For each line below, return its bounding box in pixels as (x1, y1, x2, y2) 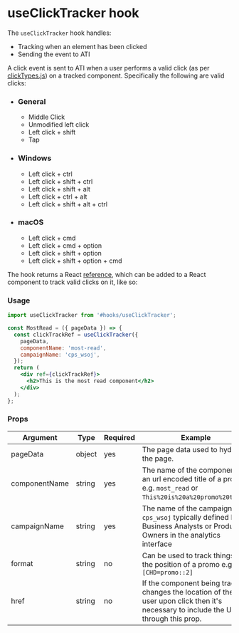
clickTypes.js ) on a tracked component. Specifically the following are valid (7, 71, 225, 80)
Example (181, 432, 211, 442)
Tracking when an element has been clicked (17, 42, 147, 51)
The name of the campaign (142, 503, 233, 513)
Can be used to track (142, 550, 212, 560)
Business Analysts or (142, 521, 212, 531)
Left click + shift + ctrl (28, 177, 93, 186)
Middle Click (28, 113, 65, 122)
